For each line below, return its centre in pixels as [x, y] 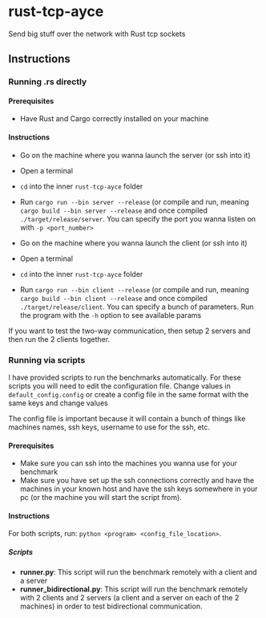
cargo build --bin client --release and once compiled [114, 298]
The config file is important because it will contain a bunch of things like [127, 418]
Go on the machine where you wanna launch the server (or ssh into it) [135, 155]
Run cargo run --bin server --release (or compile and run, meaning [135, 201]
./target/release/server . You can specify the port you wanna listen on [138, 218]
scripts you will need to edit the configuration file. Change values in [119, 386]
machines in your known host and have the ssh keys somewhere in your [139, 489]
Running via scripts [47, 360]
